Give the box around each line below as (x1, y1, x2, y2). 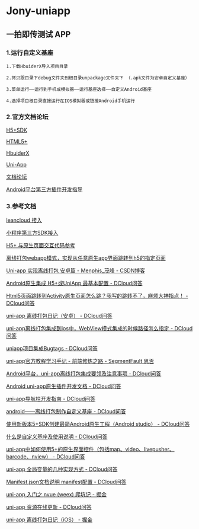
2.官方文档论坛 (6, 113, 49, 121)
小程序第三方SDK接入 (6, 230, 59, 237)
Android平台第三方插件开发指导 (6, 186, 83, 193)
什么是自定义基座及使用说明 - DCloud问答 (6, 433, 108, 440)
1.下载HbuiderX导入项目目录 (6, 63, 68, 69)
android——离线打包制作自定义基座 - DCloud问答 (6, 408, 126, 415)
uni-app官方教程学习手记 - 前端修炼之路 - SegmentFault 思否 (6, 358, 155, 365)
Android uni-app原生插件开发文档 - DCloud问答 (6, 383, 121, 390)
